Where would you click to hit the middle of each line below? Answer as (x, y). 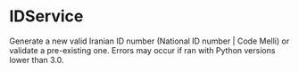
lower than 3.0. (37, 60)
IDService (46, 16)
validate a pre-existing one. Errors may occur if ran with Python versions (142, 50)
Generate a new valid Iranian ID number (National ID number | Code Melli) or (149, 41)
